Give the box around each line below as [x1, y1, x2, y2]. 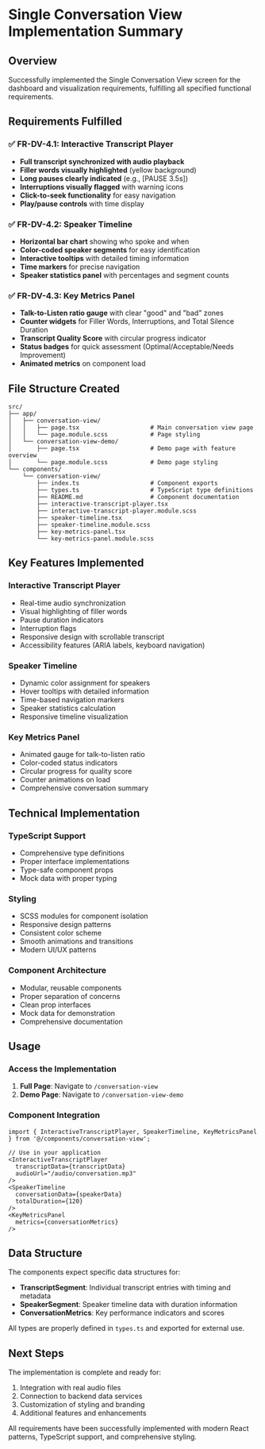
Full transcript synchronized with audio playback [19, 156, 185, 166]
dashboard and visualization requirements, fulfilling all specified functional [8, 83, 252, 93]
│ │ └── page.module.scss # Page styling [8, 431, 201, 439]
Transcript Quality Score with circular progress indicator [19, 333, 206, 343]
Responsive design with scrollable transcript [19, 632, 165, 641]
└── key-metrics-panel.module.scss [36, 535, 155, 543]
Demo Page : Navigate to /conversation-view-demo [19, 1090, 184, 1100]
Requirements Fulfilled [8, 115, 123, 129]
